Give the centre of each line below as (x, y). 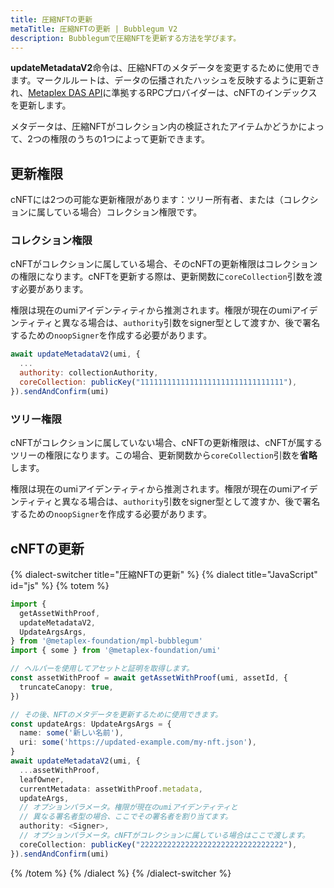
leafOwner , (42, 779)
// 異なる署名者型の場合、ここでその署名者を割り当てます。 (126, 817)
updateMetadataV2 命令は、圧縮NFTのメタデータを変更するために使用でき (165, 68)
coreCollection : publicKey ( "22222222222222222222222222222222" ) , (158, 844)
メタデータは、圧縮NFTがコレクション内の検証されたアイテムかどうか (154, 127)
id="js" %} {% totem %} (60, 585)
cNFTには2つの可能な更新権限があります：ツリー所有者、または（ (147, 200)
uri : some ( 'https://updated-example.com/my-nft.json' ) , (138, 742)
